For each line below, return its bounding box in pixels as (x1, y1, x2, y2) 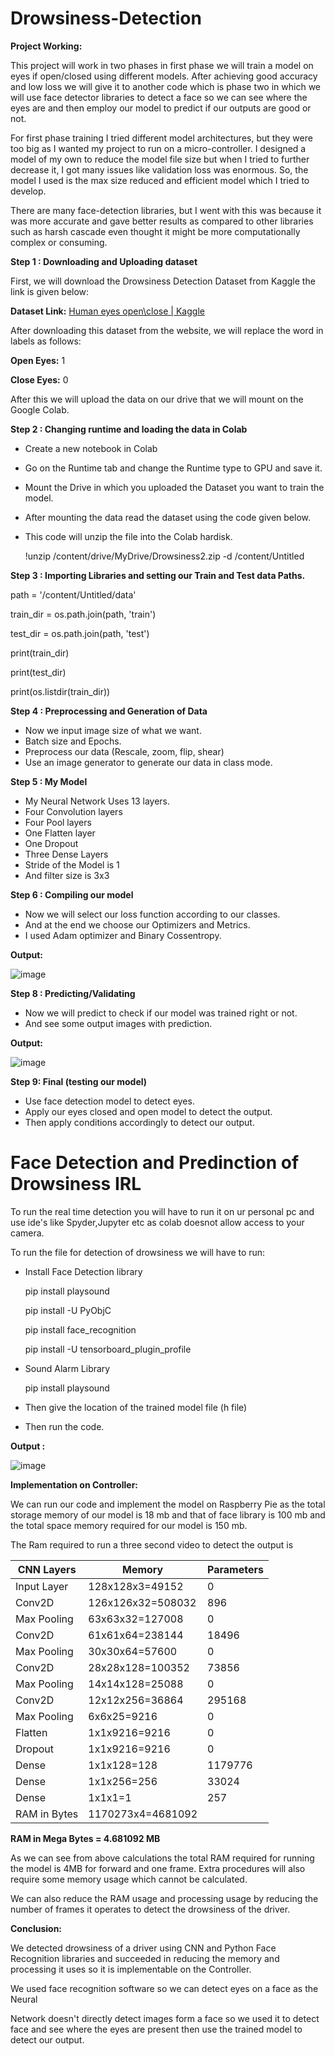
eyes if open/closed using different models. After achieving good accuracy (10, 70, 318, 82)
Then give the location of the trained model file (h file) (24, 1401, 248, 1413)
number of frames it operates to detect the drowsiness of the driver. (10, 1903, 291, 1915)
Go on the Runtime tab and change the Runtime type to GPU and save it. (24, 462, 323, 474)
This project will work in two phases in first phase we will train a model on (10, 59, 314, 71)
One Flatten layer (24, 827, 96, 839)
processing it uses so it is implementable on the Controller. (10, 1963, 252, 1975)
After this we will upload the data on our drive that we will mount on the (10, 393, 304, 405)
